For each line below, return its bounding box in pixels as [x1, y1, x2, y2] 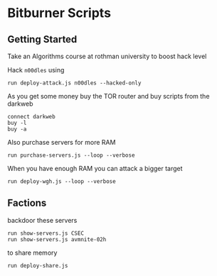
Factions [7, 197, 47, 209]
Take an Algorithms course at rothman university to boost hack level [7, 52, 207, 60]
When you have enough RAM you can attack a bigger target [7, 165, 183, 172]
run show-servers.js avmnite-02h [7, 236, 107, 243]
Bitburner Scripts [7, 5, 112, 21]
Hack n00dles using [7, 66, 65, 74]
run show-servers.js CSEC [7, 229, 84, 237]
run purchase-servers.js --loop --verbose [7, 152, 135, 159]
